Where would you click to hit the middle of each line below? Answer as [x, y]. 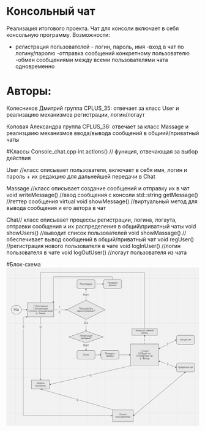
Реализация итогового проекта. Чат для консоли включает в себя [93, 28]
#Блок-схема [24, 264]
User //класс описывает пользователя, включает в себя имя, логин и [97, 169]
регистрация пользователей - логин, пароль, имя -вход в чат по [100, 47]
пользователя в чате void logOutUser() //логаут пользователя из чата [97, 252]
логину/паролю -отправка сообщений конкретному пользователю [102, 53]
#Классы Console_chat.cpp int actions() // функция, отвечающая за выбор [102, 151]
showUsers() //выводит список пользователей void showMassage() [94, 233]
